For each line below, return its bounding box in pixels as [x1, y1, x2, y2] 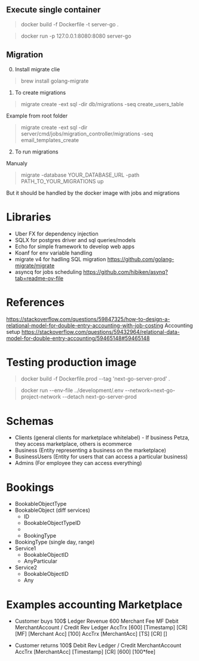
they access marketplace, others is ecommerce [14, 440, 132, 448]
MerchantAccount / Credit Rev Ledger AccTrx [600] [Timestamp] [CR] [14, 624, 188, 631]
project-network [20, 393, 62, 400]
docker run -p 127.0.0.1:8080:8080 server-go [20, 32, 131, 40]
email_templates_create [20, 136, 79, 143]
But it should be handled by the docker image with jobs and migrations [6, 189, 180, 197]
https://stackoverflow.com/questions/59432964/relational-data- [21, 328, 180, 335]
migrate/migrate [14, 262, 55, 269]
